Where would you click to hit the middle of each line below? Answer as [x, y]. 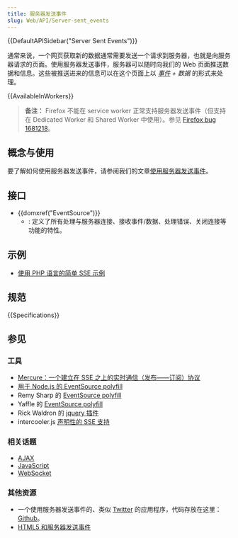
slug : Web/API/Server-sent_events [58, 21]
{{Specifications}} [34, 315]
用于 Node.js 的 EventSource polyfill [70, 387]
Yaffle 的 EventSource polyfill [60, 404]
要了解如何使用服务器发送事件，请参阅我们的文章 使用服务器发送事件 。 [110, 171]
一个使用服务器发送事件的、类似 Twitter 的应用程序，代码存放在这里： [119, 510]
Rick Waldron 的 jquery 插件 [58, 413]
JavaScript [33, 465]
